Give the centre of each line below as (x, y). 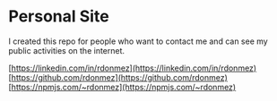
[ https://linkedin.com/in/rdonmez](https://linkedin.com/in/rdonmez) (133, 68)
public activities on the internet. (67, 50)
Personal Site (59, 17)
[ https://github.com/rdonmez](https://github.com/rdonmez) (118, 77)
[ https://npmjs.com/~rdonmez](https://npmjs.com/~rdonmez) (122, 87)
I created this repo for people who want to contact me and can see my (138, 41)
